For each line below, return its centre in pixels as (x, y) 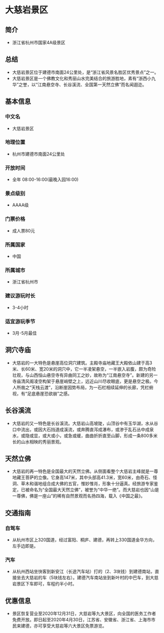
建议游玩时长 (20, 296)
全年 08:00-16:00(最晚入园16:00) (45, 179)
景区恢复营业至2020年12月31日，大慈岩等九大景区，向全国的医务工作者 (84, 614)
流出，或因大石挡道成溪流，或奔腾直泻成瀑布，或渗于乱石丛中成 (85, 429)
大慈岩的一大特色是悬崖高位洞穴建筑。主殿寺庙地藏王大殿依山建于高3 (82, 363)
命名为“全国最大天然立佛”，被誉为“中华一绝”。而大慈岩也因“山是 (94, 490)
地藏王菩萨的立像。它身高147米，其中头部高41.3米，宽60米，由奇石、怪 (85, 478)
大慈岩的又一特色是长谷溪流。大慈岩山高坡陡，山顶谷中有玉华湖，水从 (83, 423)
